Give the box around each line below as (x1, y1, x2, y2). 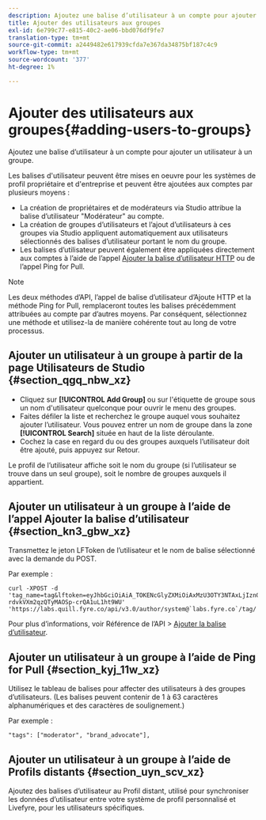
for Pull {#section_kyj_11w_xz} (8, 663, 160, 676)
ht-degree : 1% (8, 63, 55, 71)
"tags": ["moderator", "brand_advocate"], (8, 731, 150, 739)
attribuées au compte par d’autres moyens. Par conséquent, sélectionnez (8, 309, 248, 319)
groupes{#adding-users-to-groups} (8, 120, 252, 138)
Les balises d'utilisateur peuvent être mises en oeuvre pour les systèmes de (8, 171, 256, 180)
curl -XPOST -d (8, 584, 59, 593)
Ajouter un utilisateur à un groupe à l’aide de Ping (8, 650, 256, 664)
